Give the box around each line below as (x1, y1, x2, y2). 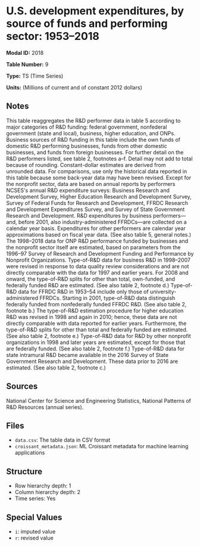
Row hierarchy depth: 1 (14, 482, 71, 489)
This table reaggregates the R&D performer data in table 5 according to (6, 117, 181, 124)
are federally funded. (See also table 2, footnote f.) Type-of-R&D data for (6, 345, 185, 352)
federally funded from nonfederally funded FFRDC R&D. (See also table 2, (6, 300, 187, 308)
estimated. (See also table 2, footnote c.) (6, 364, 106, 371)
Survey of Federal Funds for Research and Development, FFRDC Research (6, 199, 189, 206)
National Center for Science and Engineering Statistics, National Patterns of (6, 397, 192, 404)
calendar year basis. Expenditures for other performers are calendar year (6, 225, 186, 232)
